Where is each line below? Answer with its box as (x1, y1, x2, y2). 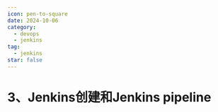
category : (7, 23, 37, 30)
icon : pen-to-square (7, 10, 69, 18)
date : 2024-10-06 (7, 17, 59, 24)
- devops (13, 30, 40, 38)
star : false (7, 57, 42, 64)
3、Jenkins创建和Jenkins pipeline (7, 89, 212, 105)
